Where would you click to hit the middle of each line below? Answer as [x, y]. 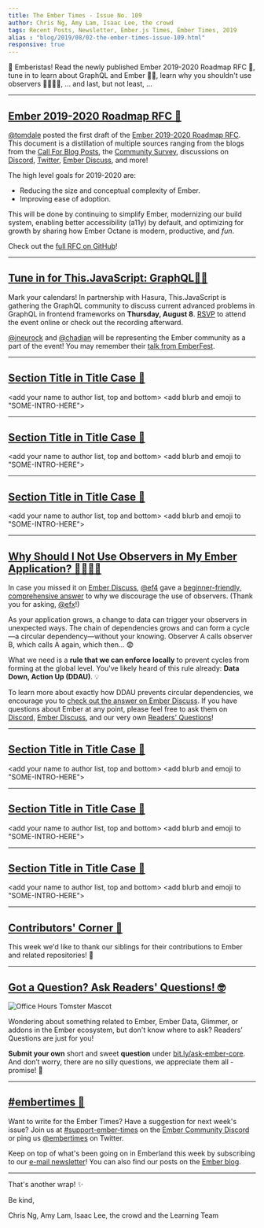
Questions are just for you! [51, 1038]
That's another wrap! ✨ [46, 1184]
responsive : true [37, 45]
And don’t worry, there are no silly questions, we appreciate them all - [121, 1062]
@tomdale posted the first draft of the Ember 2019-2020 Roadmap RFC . [125, 135]
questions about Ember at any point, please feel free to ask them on [118, 709]
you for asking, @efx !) [44, 604]
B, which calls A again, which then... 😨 [71, 645]
